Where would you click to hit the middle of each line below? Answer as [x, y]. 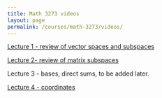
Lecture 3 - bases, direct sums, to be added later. [78, 73]
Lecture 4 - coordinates [41, 87]
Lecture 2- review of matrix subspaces [63, 60]
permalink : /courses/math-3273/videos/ [65, 27]
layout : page [26, 20]
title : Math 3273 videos [43, 14]
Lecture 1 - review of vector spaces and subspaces [81, 47]
